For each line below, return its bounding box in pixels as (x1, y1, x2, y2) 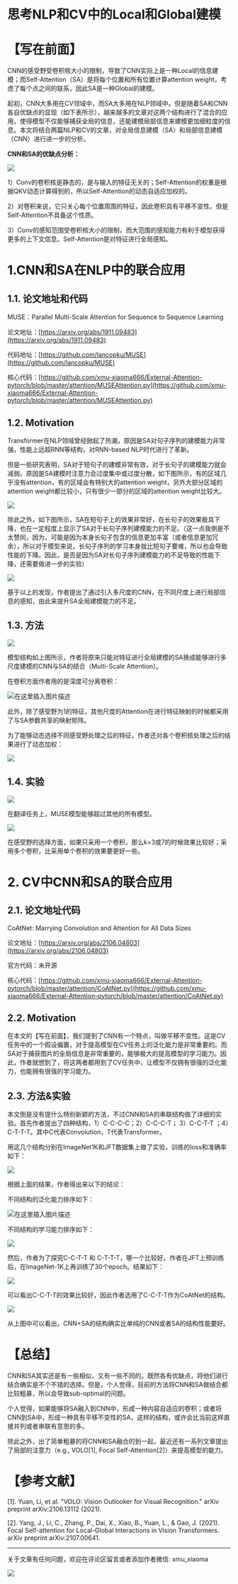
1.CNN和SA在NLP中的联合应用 (7, 262, 186, 279)
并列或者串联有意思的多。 (13, 1422, 89, 1431)
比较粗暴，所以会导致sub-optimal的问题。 (7, 1389, 130, 1398)
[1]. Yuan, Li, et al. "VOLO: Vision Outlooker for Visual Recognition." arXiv (7, 1497, 220, 1506)
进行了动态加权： (13, 740, 64, 748)
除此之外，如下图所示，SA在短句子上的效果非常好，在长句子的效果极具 (7, 515, 215, 523)
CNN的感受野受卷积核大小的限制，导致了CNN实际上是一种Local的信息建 (7, 67, 219, 75)
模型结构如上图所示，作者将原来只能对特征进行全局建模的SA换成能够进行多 (7, 653, 227, 662)
